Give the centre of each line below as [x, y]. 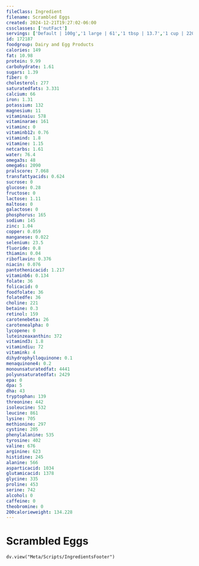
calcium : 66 [21, 94]
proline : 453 [22, 485]
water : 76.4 [21, 154]
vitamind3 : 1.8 [25, 342]
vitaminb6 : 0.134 [28, 276]
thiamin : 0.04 [24, 254]
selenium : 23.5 [25, 242]
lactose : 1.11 [24, 199]
